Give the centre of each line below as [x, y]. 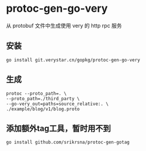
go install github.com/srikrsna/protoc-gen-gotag [68, 142]
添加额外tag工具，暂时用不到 [59, 128]
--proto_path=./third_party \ [43, 99]
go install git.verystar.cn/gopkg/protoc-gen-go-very [73, 60]
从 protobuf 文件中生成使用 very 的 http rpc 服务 [64, 25]
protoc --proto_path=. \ [36, 93]
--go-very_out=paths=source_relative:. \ [57, 104]
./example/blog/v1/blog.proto [43, 109]
